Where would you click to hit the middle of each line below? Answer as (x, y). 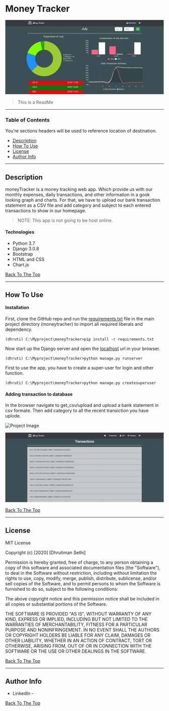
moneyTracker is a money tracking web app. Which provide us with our (79, 190)
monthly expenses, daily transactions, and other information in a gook (77, 195)
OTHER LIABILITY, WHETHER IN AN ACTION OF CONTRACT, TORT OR (78, 640)
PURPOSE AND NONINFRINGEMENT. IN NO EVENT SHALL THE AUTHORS (82, 630)
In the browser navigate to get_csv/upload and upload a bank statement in (82, 405)
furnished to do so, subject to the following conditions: (62, 589)
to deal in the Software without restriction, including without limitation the (81, 573)
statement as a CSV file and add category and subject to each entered (78, 205)
